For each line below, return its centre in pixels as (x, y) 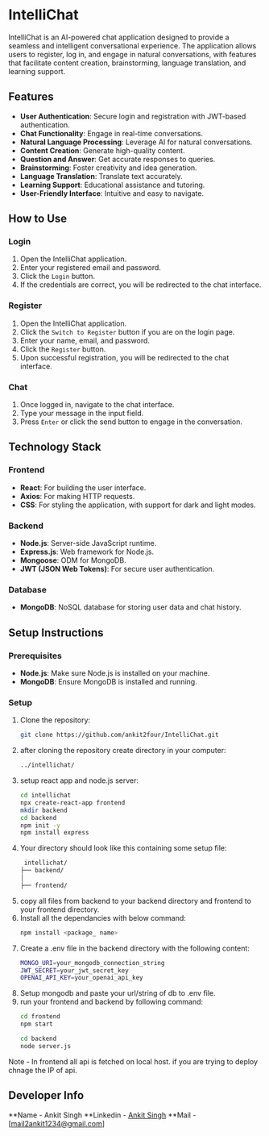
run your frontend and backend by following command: (112, 1002)
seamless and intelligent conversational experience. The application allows (132, 45)
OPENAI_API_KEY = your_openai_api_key (81, 978)
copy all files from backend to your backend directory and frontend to (136, 901)
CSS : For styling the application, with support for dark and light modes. (138, 505)
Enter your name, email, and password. (85, 340)
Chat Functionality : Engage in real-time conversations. (112, 133)
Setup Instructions (56, 632)
